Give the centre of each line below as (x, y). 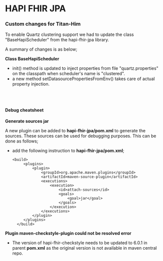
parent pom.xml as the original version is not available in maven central (84, 248)
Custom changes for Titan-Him (43, 24)
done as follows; (22, 141)
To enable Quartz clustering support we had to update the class (69, 34)
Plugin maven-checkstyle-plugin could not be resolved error (68, 233)
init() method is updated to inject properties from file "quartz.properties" (85, 68)
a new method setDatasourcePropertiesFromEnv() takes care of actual (83, 79)
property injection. (31, 84)
